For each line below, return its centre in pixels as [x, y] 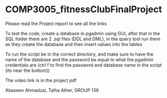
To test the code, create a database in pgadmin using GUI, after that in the [83, 33]
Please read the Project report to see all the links [56, 23]
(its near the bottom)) [27, 70]
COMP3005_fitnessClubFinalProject [84, 9]
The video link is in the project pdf [41, 80]
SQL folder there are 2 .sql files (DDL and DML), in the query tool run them [83, 39]
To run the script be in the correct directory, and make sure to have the [79, 54]
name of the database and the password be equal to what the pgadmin [79, 59]
